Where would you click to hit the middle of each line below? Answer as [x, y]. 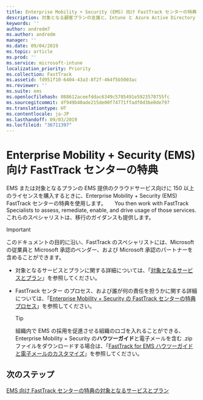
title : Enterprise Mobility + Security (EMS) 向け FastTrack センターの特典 [101, 12]
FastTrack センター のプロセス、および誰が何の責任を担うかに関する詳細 [106, 291]
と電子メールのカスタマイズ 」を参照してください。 [79, 354]
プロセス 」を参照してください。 [55, 306]
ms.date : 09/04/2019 [33, 46]
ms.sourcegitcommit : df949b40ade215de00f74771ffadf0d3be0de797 [88, 102]
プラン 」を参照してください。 [63, 278]
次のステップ [30, 375]
